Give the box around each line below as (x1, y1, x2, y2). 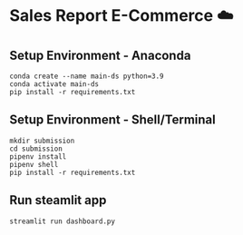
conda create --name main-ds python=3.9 (9, 72, 165, 81)
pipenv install (9, 152, 67, 162)
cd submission (9, 144, 63, 153)
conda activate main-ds (9, 80, 100, 89)
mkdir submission (9, 136, 75, 145)
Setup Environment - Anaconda (9, 47, 191, 63)
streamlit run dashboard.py (9, 217, 116, 226)
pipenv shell (9, 160, 59, 169)
